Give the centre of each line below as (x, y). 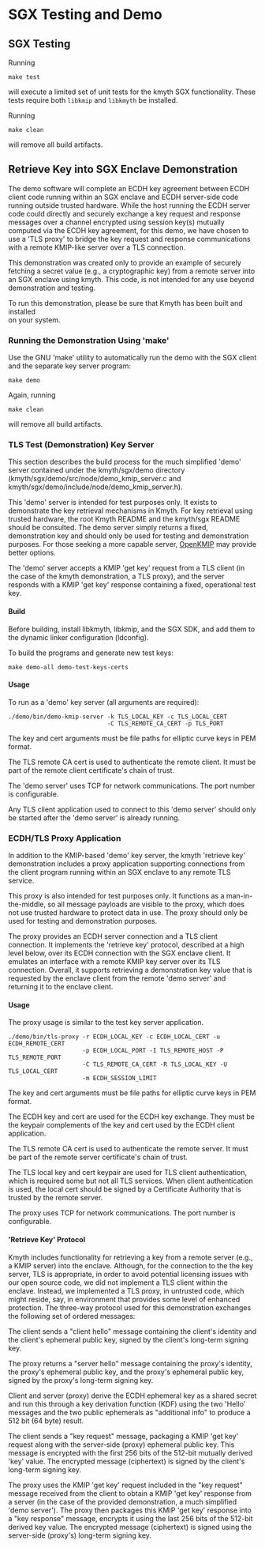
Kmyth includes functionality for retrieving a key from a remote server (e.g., (131, 1257)
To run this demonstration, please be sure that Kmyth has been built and (125, 303)
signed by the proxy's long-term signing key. (81, 1380)
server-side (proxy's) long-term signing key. (80, 1535)
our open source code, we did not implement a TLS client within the (118, 1282)
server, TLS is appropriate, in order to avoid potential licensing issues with (128, 1274)
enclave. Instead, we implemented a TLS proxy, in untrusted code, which (126, 1290)
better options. (32, 553)
